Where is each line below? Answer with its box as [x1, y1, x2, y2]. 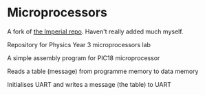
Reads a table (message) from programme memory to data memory [7, 67, 199, 75]
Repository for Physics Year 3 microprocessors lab [7, 40, 151, 49]
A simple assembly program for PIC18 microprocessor [7, 53, 160, 62]
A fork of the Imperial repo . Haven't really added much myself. [7, 27, 184, 36]
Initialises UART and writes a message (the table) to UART [7, 80, 172, 88]
